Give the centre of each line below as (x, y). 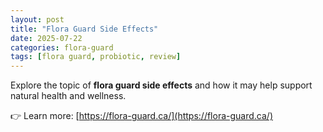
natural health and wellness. (68, 96)
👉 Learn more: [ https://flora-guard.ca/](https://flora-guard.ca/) (141, 116)
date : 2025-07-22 (46, 38)
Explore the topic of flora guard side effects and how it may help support (161, 85)
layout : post (37, 19)
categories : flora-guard (62, 47)
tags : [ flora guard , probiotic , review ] (96, 57)
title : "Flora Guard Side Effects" (84, 29)
